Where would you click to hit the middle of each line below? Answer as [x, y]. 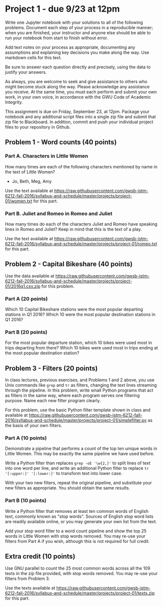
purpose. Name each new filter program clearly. [53, 401]
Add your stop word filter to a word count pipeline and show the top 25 [76, 531]
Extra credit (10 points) [40, 557]
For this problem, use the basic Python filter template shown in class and [78, 410]
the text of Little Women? [30, 172]
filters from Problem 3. [27, 578]
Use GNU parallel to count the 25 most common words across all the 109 [78, 568]
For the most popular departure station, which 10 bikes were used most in [79, 343]
